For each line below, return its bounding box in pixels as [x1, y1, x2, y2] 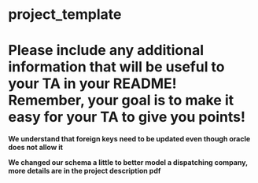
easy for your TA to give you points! [8, 108, 246, 126]
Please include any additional [8, 42, 205, 60]
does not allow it [8, 143, 63, 152]
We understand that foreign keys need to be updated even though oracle [8, 134, 251, 144]
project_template [8, 5, 122, 24]
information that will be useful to [8, 58, 226, 76]
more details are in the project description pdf [8, 167, 161, 176]
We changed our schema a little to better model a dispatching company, [8, 158, 248, 167]
